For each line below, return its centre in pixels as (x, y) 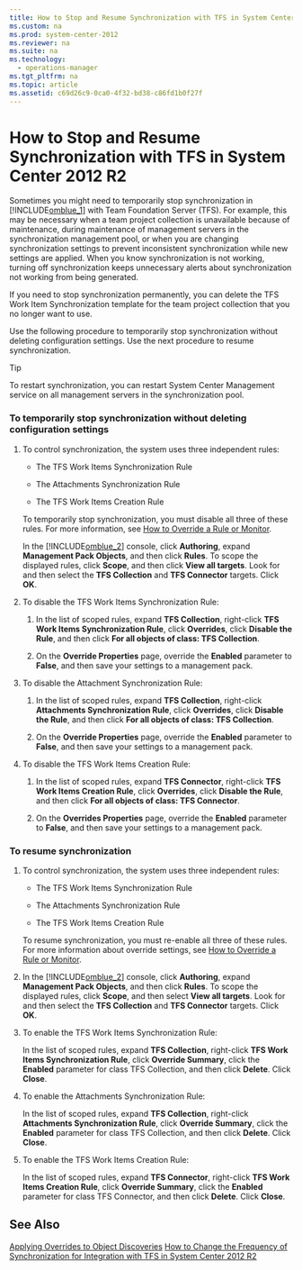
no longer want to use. (51, 314)
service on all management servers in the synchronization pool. (127, 395)
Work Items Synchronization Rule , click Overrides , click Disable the (164, 629)
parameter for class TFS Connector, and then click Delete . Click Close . (154, 1197)
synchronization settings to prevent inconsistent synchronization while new (149, 249)
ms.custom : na (36, 26)
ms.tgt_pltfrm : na (44, 77)
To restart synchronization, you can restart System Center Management (142, 386)
